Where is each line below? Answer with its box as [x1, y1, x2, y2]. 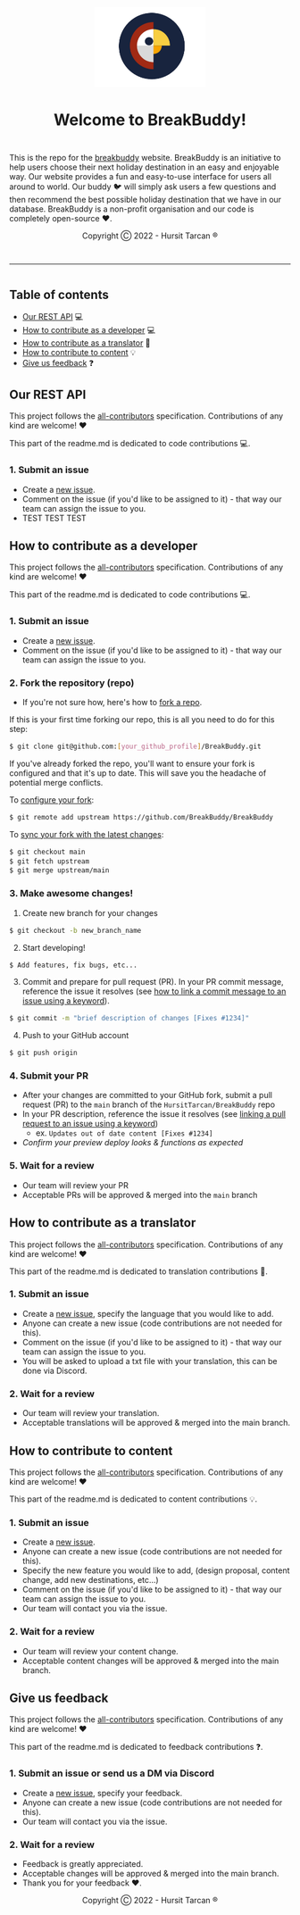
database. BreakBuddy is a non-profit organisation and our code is [9, 204, 254, 214]
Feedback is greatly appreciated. [21, 1858, 144, 1869]
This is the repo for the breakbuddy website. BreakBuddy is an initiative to [9, 153, 281, 163]
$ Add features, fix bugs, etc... [9, 961, 138, 970]
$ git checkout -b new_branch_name [9, 926, 142, 935]
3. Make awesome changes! [9, 887, 134, 900]
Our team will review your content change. [21, 1645, 179, 1656]
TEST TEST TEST [21, 512, 87, 523]
